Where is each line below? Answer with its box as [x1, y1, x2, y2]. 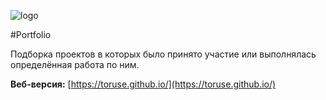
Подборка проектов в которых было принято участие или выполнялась [10, 48, 317, 60]
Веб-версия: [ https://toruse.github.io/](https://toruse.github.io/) [10, 78, 277, 90]
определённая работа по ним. [10, 59, 140, 70]
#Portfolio [10, 29, 52, 40]
